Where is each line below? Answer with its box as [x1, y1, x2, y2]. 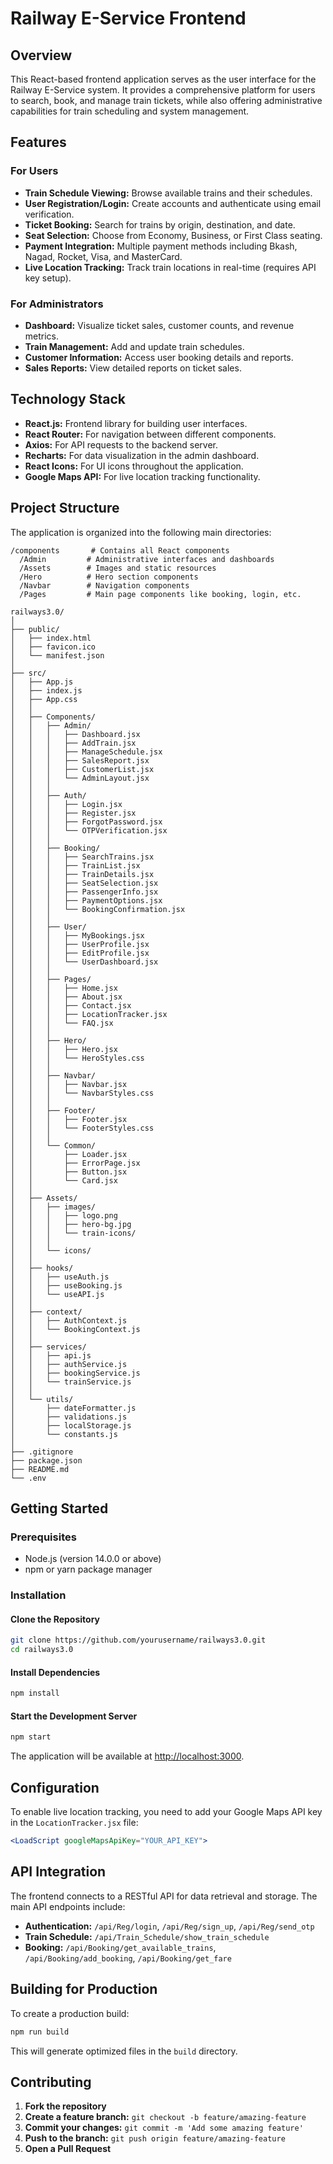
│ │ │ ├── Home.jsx [10, 983, 118, 993]
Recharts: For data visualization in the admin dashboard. [24, 449, 260, 461]
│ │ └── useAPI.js [10, 1289, 105, 1299]
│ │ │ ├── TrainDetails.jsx [10, 869, 155, 879]
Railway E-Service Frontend [10, 7, 247, 30]
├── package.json [10, 1455, 83, 1466]
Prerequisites [10, 1530, 77, 1544]
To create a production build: [10, 2007, 130, 2019]
